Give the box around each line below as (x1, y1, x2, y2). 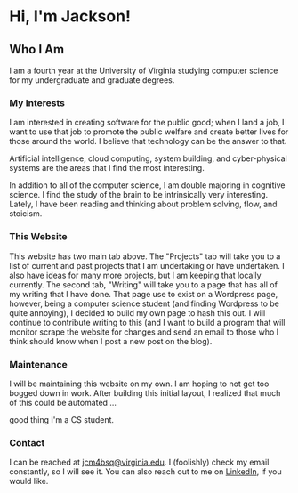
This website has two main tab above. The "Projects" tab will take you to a (9, 251, 281, 262)
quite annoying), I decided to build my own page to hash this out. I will (9, 307, 266, 318)
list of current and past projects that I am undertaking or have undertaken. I (9, 260, 285, 271)
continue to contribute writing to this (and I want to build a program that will (9, 317, 286, 327)
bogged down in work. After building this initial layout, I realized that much (9, 387, 281, 398)
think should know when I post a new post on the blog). (9, 335, 213, 346)
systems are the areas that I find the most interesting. (9, 163, 205, 174)
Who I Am (9, 42, 65, 57)
